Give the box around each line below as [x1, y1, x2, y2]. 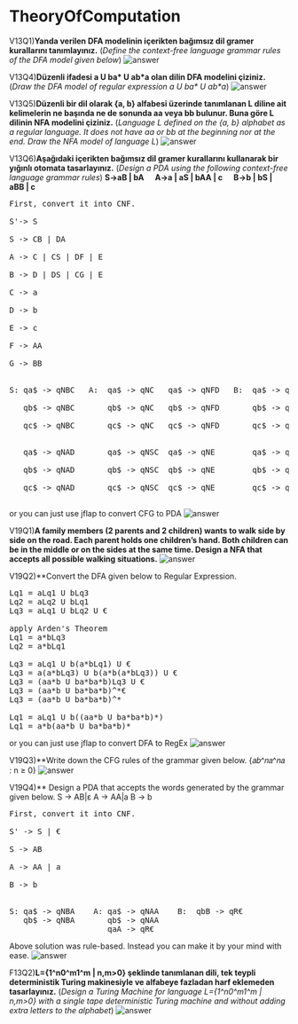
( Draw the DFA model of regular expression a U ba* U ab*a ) [9, 81, 230, 91]
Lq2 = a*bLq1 [9, 641, 67, 651]
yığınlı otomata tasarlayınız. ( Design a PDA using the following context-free [9, 162, 288, 173]
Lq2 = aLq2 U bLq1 [9, 596, 90, 607]
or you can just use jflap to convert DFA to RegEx [9, 737, 188, 748]
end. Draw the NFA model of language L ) [9, 136, 160, 146]
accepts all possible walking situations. [9, 553, 158, 564]
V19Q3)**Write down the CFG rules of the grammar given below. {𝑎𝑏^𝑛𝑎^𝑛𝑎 [9, 754, 286, 765]
